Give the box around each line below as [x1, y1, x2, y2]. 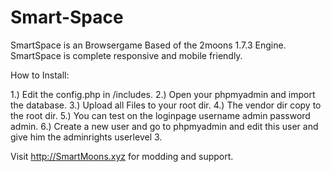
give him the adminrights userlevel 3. [10, 131, 163, 143]
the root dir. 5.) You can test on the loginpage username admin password [10, 109, 311, 121]
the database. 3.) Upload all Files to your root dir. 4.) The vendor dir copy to [10, 99, 322, 111]
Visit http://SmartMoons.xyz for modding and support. [10, 150, 234, 162]
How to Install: [10, 69, 70, 81]
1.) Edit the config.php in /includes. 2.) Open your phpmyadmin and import [10, 88, 316, 100]
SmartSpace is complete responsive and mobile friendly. [10, 49, 243, 61]
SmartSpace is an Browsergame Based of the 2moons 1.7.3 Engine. [10, 39, 287, 51]
